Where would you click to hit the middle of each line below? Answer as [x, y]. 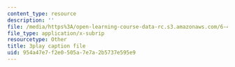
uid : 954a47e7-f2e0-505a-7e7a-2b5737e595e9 [72, 53]
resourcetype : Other [37, 40]
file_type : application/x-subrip [56, 33]
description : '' [31, 20]
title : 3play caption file [47, 46]
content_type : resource [42, 14]
